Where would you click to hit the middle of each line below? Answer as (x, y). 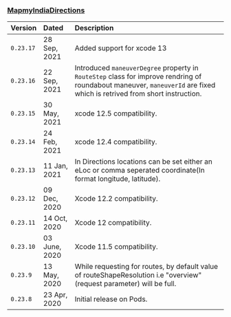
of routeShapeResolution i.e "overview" (138, 275)
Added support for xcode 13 (121, 48)
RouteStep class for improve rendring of (138, 76)
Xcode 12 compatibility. (113, 223)
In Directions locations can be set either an (144, 162)
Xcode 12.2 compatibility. (116, 199)
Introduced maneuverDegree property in (136, 68)
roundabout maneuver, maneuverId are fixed (145, 85)
